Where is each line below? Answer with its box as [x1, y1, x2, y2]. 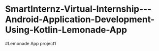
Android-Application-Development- [5, 14, 155, 25]
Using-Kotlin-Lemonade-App [5, 25, 127, 35]
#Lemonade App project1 [5, 40, 56, 46]
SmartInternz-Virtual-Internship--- [5, 3, 152, 15]
